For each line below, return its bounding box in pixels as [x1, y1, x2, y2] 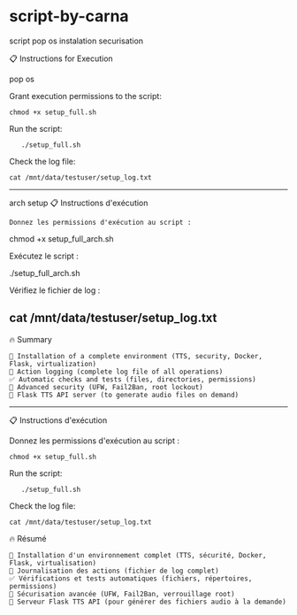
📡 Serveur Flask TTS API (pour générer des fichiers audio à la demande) [9, 597, 287, 606]
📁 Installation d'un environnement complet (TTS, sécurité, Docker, [9, 550, 267, 559]
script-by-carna [9, 6, 130, 27]
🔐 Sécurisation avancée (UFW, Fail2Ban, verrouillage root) [9, 589, 236, 598]
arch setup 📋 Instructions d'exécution [9, 197, 148, 208]
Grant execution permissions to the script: [9, 90, 162, 101]
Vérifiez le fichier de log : [9, 285, 101, 296]
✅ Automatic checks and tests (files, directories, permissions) [9, 374, 256, 384]
